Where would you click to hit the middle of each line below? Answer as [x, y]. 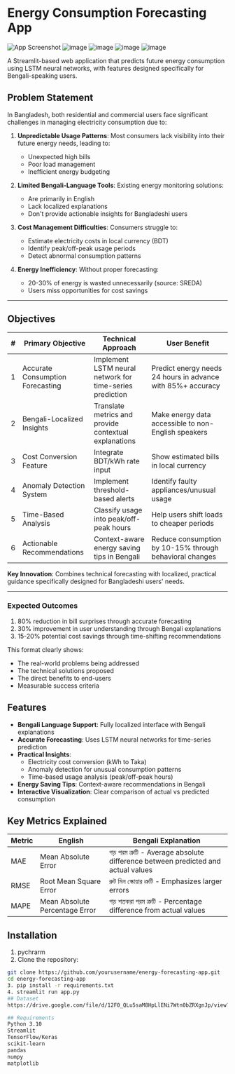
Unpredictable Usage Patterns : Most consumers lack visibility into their [121, 135]
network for [113, 376]
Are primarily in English [61, 198]
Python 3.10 [24, 1024]
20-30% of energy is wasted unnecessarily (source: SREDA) [115, 283]
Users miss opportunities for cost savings [88, 290]
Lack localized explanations [68, 206]
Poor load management [62, 164]
